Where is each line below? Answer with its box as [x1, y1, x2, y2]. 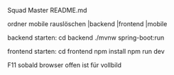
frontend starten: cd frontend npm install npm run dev [7, 47, 165, 55]
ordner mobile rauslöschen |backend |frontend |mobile [7, 20, 168, 28]
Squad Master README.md [7, 6, 87, 14]
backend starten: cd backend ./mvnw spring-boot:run [7, 33, 165, 42]
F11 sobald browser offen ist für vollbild [7, 61, 122, 69]
